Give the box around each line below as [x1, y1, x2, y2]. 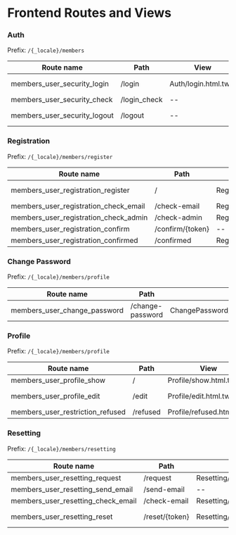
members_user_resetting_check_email [11, 496, 137, 505]
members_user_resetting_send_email [11, 484, 133, 494]
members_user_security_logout [11, 111, 114, 120]
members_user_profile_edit [11, 391, 100, 401]
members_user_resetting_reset [11, 512, 113, 522]
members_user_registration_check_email [11, 201, 145, 210]
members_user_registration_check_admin [11, 213, 148, 222]
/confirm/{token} [154, 224, 209, 234]
